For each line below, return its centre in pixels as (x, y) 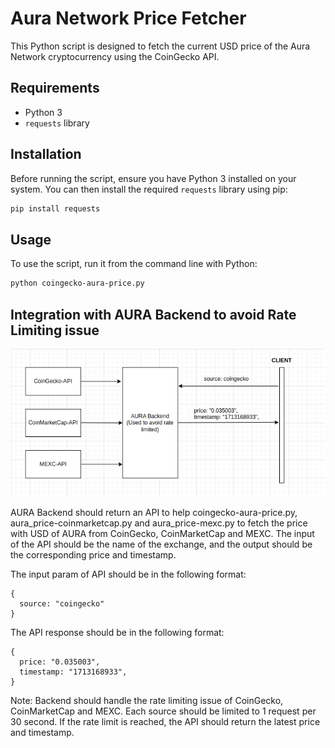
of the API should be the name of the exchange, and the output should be (161, 544)
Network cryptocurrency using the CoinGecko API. (115, 56)
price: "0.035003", (60, 662)
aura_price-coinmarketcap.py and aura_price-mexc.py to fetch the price (159, 523)
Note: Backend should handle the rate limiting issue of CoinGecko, (147, 701)
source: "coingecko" (62, 604)
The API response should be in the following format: (117, 633)
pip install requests (55, 208)
